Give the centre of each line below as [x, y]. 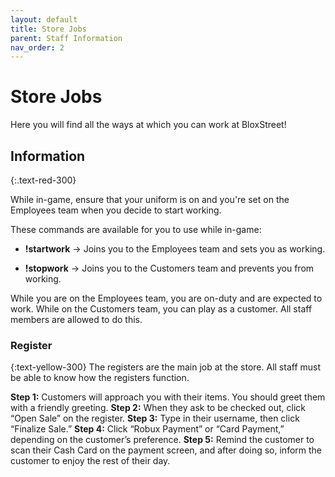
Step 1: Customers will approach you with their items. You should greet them [168, 397]
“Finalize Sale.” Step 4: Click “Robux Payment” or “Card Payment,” [147, 429]
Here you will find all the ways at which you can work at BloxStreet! [148, 125]
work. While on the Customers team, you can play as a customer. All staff [161, 309]
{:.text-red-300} [43, 180]
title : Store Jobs [48, 29]
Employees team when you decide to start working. [116, 210]
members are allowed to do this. [76, 319]
